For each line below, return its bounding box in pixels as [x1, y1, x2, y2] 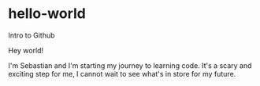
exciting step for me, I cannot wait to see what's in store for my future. [8, 69, 236, 78]
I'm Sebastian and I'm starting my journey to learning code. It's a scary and [8, 60, 252, 70]
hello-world [8, 5, 87, 23]
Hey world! [8, 45, 44, 55]
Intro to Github [8, 30, 55, 40]
